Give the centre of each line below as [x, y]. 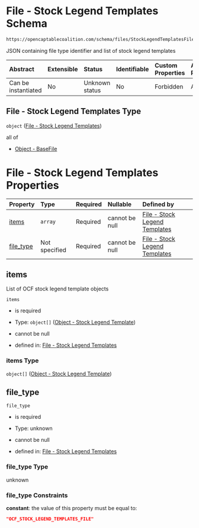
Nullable [120, 204]
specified [54, 249]
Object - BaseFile [36, 148]
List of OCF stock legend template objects [57, 289]
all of [12, 137]
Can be [19, 83]
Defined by [158, 204]
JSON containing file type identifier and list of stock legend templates [91, 50]
